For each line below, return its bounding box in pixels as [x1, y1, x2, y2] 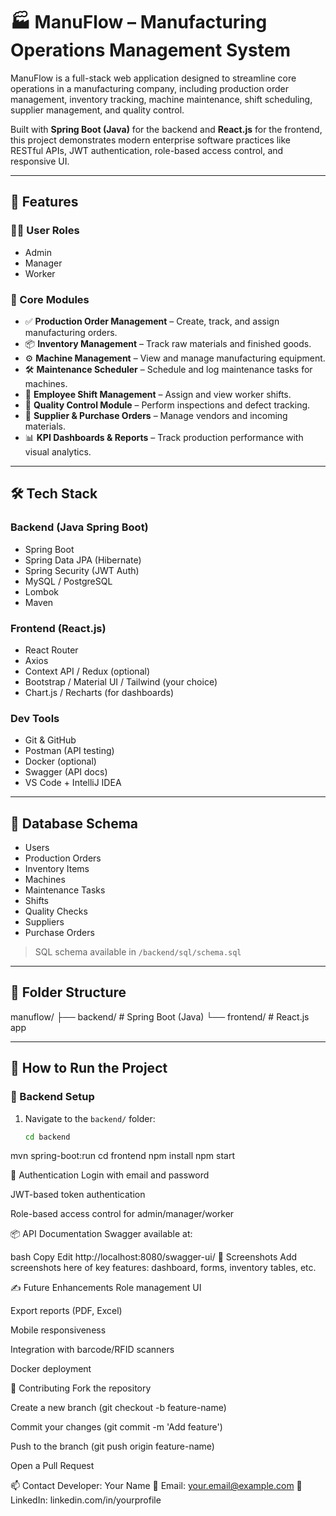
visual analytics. [24, 445, 92, 458]
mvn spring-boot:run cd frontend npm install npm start [10, 1150, 236, 1162]
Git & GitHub [24, 734, 77, 746]
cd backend [24, 1132, 71, 1142]
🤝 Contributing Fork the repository [10, 1382, 152, 1394]
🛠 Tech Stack [10, 485, 98, 503]
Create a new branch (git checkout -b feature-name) [10, 1402, 227, 1414]
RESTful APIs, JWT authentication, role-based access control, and [10, 144, 284, 156]
